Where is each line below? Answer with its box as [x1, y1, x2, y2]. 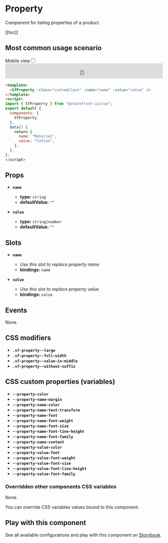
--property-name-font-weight [12, 418, 73, 423]
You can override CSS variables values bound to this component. [5, 504, 139, 510]
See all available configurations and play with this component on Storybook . [5, 531, 162, 538]
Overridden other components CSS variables [5, 483, 116, 490]
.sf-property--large [12, 348, 55, 353]
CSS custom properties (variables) [5, 377, 115, 386]
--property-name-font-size [12, 423, 69, 428]
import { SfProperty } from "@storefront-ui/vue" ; [5, 101, 113, 107]
